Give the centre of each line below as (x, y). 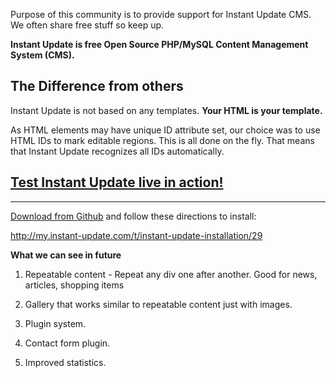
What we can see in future (66, 255)
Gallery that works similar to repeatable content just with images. (158, 304)
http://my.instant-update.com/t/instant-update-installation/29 (136, 235)
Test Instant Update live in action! (117, 182)
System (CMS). (42, 55)
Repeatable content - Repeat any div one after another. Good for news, (171, 274)
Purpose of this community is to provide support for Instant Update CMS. (161, 14)
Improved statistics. (65, 362)
